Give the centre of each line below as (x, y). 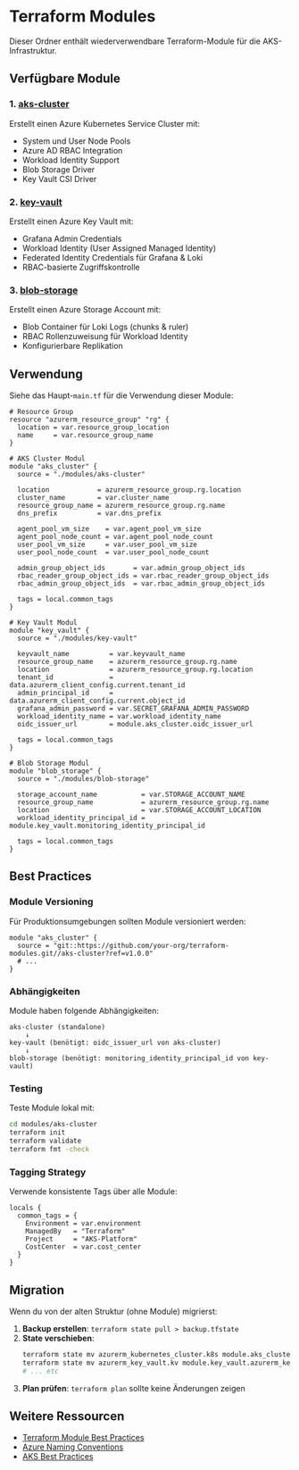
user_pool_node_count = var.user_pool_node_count (113, 552)
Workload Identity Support (71, 160)
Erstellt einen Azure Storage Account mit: (85, 310)
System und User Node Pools (76, 141)
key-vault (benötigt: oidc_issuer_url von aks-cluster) (115, 1043)
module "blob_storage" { (55, 771)
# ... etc (41, 1371)
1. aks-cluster (39, 104)
